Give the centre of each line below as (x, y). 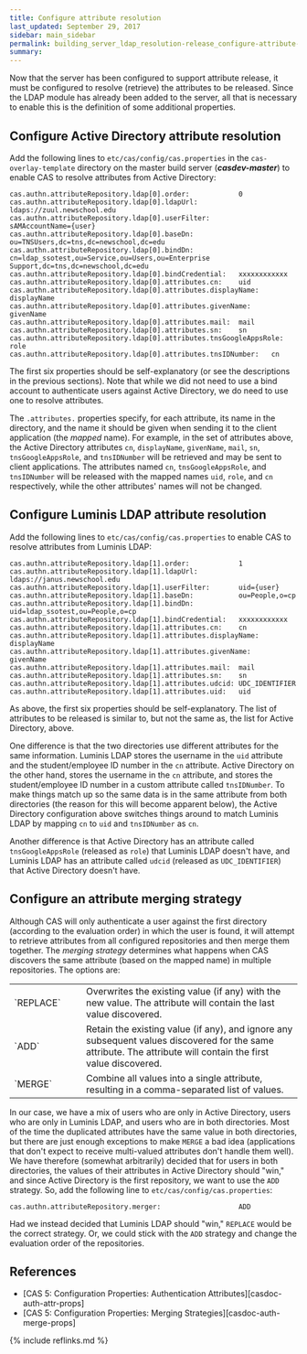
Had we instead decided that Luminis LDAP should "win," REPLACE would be (151, 1223)
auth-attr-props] (53, 1304)
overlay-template (42, 168)
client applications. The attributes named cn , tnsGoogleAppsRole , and (138, 467)
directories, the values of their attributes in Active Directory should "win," (147, 1170)
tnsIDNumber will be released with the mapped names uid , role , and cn (142, 476)
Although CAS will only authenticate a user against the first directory (138, 921)
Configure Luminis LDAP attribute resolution (138, 515)
